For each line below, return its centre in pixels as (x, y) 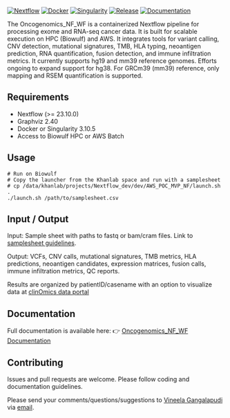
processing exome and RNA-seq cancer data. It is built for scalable (103, 31)
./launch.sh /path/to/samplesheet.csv (63, 198)
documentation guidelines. (45, 387)
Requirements (38, 97)
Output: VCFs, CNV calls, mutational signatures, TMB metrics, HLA (102, 257)
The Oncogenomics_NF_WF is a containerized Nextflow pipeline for (103, 24)
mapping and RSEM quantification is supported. (75, 75)
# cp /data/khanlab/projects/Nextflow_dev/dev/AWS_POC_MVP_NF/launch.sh (114, 186)
